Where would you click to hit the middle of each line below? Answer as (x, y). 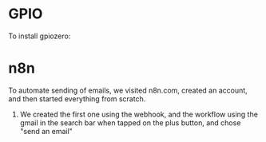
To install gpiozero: (40, 36)
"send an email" (46, 131)
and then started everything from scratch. (77, 99)
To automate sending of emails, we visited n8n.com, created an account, (128, 90)
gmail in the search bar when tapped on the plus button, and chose (130, 122)
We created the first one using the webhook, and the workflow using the (139, 114)
